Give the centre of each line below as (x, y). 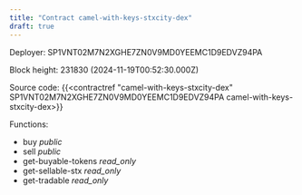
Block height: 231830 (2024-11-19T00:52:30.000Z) (104, 70)
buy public (42, 141)
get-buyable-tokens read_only (79, 161)
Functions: (29, 124)
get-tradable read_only (65, 180)
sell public (42, 151)
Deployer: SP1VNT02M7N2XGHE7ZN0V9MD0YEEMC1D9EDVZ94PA (136, 52)
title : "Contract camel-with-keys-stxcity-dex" (101, 18)
